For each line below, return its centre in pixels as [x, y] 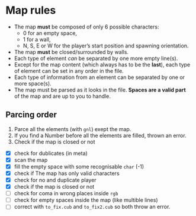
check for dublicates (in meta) [51, 153]
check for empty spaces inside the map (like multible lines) [86, 200]
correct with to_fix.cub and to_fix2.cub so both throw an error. [92, 207]
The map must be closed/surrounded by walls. [71, 52]
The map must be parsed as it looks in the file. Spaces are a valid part [100, 90]
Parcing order [31, 115]
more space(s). [33, 83]
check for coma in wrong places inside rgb [66, 193]
